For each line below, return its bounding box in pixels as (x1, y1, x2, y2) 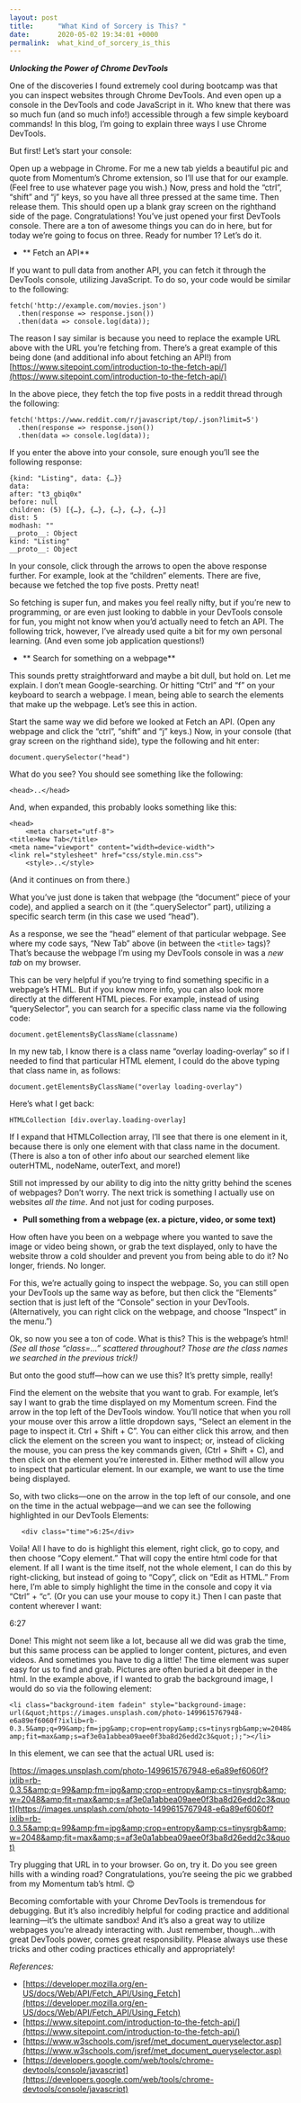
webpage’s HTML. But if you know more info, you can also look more (9, 984, 264, 995)
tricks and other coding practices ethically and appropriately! (9, 1944, 235, 1955)
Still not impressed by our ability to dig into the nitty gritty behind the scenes (9, 1178, 292, 1189)
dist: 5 (9, 514, 39, 523)
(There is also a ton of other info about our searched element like (9, 1151, 250, 1162)
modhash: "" (9, 521, 54, 531)
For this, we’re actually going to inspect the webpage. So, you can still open (9, 1278, 289, 1289)
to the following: (9, 284, 69, 295)
